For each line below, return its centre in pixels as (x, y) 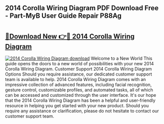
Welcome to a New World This (122, 58)
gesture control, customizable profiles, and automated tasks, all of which (79, 90)
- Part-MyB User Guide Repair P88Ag (63, 16)
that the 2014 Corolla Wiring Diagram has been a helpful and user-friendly (80, 100)
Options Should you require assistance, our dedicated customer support (79, 74)
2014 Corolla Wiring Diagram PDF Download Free (82, 8)
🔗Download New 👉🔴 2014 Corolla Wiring (70, 36)
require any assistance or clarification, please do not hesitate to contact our (82, 111)
